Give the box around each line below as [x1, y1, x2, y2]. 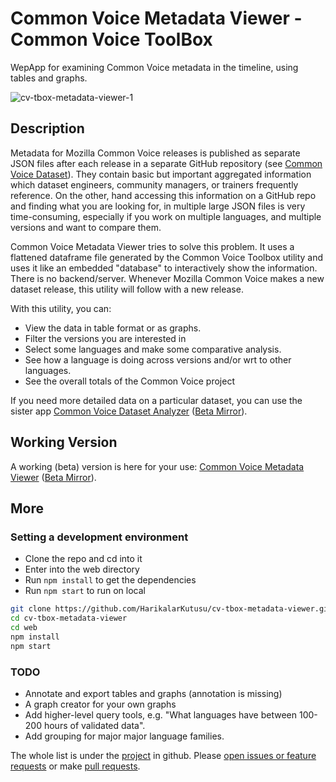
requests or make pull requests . [10, 760, 141, 772]
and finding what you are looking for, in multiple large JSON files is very [10, 200, 306, 212]
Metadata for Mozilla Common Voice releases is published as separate [10, 147, 301, 159]
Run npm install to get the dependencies [24, 574, 197, 586]
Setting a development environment [10, 530, 189, 544]
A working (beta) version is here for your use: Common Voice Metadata [10, 460, 305, 472]
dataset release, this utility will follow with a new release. [10, 283, 244, 295]
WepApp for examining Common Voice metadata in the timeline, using [10, 61, 299, 73]
